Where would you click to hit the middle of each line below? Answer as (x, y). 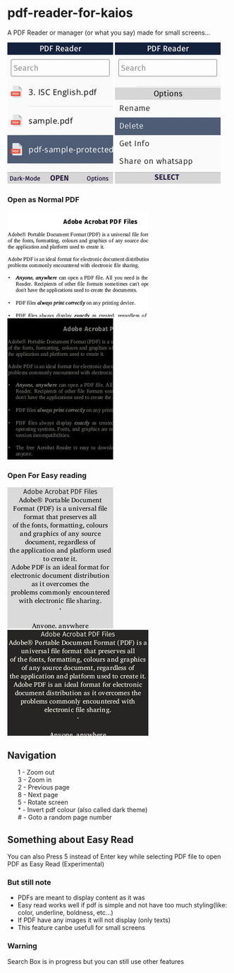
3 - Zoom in (35, 780)
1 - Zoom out (36, 772)
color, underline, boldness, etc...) (66, 913)
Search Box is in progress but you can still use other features (96, 961)
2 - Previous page (44, 787)
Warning (22, 946)
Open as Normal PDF (43, 199)
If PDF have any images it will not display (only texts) (94, 920)
